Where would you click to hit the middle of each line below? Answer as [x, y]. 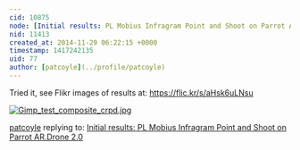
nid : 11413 [29, 34]
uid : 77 [24, 59]
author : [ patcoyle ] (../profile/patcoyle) [87, 68]
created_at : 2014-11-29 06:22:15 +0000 [83, 42]
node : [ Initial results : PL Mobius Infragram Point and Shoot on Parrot [147, 26]
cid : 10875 [29, 17]
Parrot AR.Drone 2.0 [46, 137]
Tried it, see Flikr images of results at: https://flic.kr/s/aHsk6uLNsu [131, 92]
